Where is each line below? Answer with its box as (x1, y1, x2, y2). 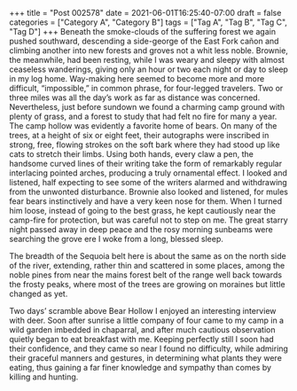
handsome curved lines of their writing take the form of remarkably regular (9, 159, 282, 168)
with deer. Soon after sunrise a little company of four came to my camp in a (9, 315, 285, 325)
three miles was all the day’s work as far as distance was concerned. (9, 92, 261, 103)
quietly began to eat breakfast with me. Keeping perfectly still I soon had (9, 334, 275, 344)
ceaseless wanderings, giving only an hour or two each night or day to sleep (9, 64, 288, 74)
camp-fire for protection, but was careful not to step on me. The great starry (9, 215, 288, 225)
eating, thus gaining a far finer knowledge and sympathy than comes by (9, 363, 272, 372)
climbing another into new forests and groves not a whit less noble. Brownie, (9, 45, 288, 56)
